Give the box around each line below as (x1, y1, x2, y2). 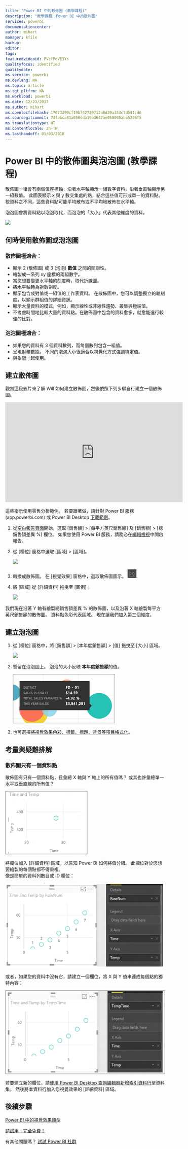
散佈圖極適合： (5, 253, 42, 259)
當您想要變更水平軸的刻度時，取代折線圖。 (12, 278, 102, 284)
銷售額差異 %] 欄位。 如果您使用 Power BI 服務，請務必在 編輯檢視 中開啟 (12, 531, 164, 537)
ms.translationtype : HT (5, 121, 56, 126)
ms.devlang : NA (5, 78, 37, 83)
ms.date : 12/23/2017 (5, 99, 49, 104)
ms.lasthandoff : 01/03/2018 (5, 131, 65, 137)
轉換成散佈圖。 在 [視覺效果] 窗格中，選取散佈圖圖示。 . (12, 573, 138, 580)
